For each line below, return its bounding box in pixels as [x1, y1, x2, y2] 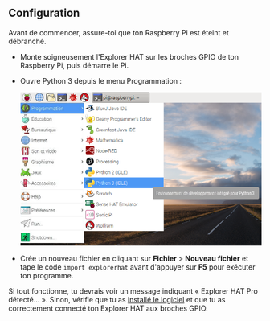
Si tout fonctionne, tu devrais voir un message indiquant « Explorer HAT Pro [8, 286, 259, 296]
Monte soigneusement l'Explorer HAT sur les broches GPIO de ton [19, 51, 239, 61]
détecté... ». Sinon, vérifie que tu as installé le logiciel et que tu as [8, 294, 226, 304]
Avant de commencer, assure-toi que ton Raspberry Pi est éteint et [8, 27, 229, 37]
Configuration [8, 6, 80, 20]
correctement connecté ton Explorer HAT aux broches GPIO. [8, 303, 209, 313]
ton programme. [19, 270, 74, 280]
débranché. [8, 36, 47, 46]
